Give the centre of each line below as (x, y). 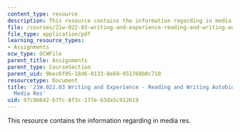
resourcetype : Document (43, 80)
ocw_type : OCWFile (35, 54)
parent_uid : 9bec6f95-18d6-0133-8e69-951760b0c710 (84, 73)
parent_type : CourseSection (49, 67)
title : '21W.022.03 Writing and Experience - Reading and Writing (108, 87)
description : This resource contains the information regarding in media (120, 21)
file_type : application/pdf (49, 34)
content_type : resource (43, 14)
